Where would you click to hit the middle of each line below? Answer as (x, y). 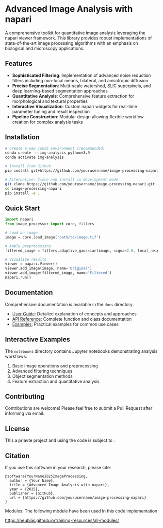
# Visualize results (26, 259)
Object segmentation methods (42, 376)
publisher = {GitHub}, (32, 493)
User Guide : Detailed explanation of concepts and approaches (74, 314)
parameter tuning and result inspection (51, 111)
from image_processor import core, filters (50, 224)
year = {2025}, (25, 489)
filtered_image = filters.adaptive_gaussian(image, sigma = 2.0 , (70, 251)
